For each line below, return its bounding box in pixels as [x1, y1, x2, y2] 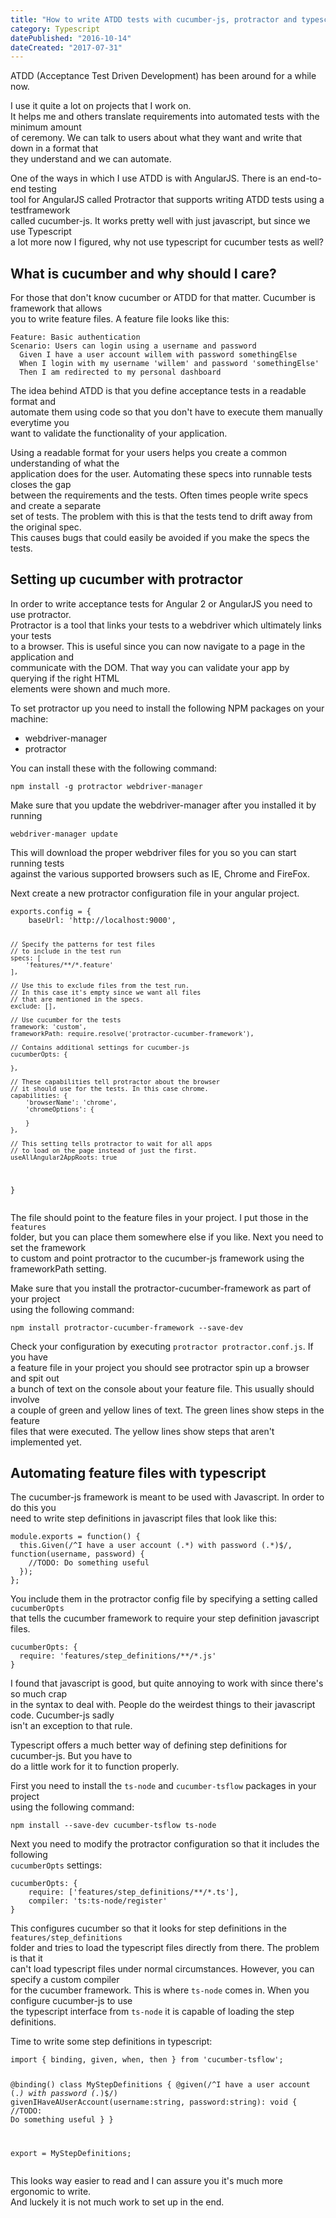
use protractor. [10, 608, 72, 620]
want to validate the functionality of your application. [10, 427, 228, 440]
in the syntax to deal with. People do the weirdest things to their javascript [10, 1699, 316, 1711]
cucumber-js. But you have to [10, 1750, 133, 1762]
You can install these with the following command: [10, 762, 218, 774]
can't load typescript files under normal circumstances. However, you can [10, 1963, 315, 1975]
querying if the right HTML [10, 672, 120, 684]
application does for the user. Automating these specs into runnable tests [10, 468, 313, 480]
